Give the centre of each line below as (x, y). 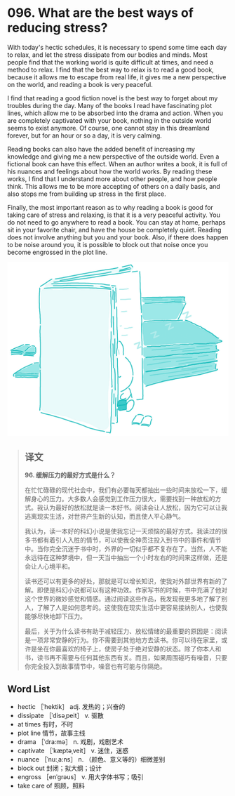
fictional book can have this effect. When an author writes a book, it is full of (117, 164)
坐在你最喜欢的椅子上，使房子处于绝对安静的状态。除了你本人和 (129, 649)
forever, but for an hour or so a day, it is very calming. (85, 135)
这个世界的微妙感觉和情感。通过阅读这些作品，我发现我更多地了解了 (123, 599)
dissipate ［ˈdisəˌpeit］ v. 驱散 (60, 716)
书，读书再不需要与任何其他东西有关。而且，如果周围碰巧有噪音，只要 (126, 658)
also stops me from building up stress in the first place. (87, 194)
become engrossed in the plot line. (58, 252)
